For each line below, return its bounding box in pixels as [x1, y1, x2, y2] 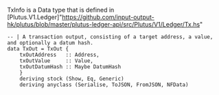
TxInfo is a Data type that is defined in [7, 6, 115, 14]
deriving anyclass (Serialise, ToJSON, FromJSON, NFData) [19, 81, 189, 88]
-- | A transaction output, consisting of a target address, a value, [7, 33, 214, 40]
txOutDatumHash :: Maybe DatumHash [19, 64, 122, 70]
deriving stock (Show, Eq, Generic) [19, 75, 125, 82]
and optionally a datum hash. [7, 40, 94, 46]
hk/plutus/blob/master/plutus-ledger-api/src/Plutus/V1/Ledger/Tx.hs [7, 21, 200, 28]
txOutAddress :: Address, [19, 51, 100, 58]
